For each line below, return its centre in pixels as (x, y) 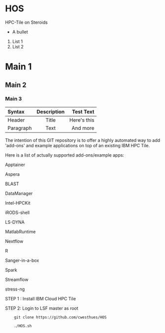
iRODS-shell (17, 212)
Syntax (16, 112)
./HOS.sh (23, 326)
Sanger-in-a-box (22, 260)
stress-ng (15, 289)
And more (83, 128)
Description (51, 112)
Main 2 (16, 85)
